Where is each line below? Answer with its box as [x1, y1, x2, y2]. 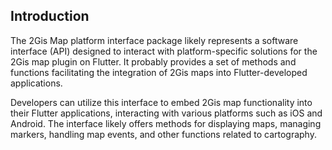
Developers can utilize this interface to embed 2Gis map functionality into [10, 96, 313, 108]
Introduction [10, 8, 90, 25]
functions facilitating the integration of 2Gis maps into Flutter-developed [10, 66, 308, 78]
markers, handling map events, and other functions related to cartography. [10, 128, 317, 140]
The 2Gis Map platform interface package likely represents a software [10, 34, 299, 46]
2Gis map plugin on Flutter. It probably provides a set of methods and [10, 55, 297, 68]
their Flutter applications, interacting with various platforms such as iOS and [10, 107, 323, 119]
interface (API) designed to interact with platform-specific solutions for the [10, 45, 318, 57]
